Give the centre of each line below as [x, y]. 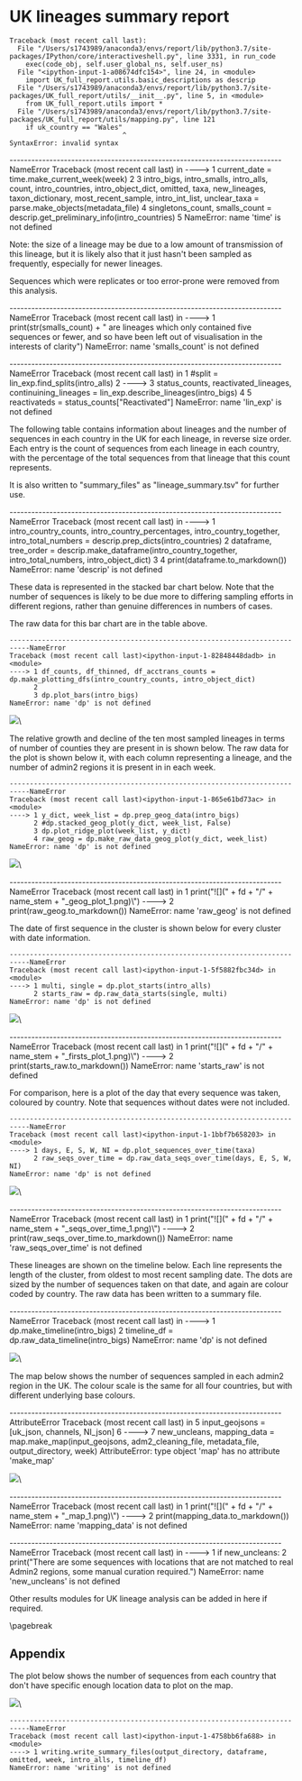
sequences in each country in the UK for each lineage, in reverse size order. [151, 438]
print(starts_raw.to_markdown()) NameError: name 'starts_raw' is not [137, 1065]
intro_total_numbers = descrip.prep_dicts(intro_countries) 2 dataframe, [141, 540]
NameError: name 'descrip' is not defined [86, 569]
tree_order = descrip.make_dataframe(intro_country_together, [124, 550]
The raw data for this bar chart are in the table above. [109, 623]
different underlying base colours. [73, 1395]
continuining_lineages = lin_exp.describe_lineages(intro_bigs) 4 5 [131, 392]
